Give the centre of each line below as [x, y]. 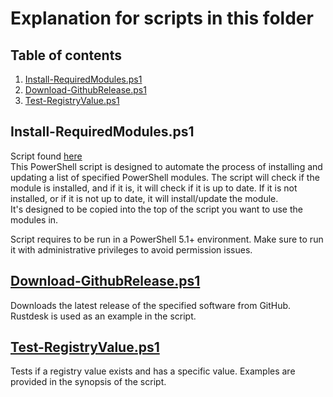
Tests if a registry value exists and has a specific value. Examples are [153, 371]
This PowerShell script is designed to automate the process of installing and [166, 166]
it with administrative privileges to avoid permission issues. [131, 249]
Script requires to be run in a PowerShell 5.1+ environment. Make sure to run [167, 239]
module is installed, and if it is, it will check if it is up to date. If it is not [154, 188]
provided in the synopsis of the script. [88, 382]
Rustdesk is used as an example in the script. [103, 316]
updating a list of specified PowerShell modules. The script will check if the [165, 177]
